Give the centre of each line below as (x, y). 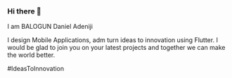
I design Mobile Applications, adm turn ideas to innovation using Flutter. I (112, 40)
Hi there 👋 (25, 11)
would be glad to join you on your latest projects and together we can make (116, 48)
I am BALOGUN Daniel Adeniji (50, 27)
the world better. (31, 55)
